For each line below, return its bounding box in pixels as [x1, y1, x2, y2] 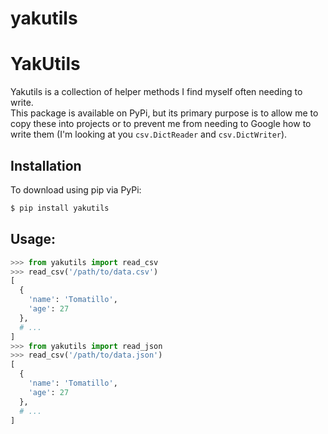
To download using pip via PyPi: [10, 183, 142, 196]
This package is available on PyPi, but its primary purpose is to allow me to [10, 107, 319, 119]
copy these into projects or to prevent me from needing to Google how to [10, 118, 312, 130]
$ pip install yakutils [10, 203, 110, 213]
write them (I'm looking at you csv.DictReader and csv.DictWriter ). [10, 128, 288, 141]
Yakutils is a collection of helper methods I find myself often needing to [10, 86, 303, 98]
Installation [10, 157, 82, 174]
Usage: [10, 231, 57, 248]
